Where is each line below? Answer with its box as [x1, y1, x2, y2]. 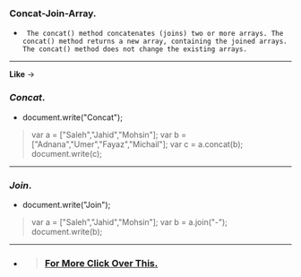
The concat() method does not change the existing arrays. [21, 45, 248, 54]
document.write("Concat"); [21, 111, 124, 123]
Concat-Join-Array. [9, 7, 97, 20]
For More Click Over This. [44, 256, 159, 269]
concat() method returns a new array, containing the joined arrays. [21, 37, 288, 47]
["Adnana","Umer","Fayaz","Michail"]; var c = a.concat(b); [30, 138, 244, 150]
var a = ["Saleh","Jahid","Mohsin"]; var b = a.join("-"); [30, 216, 228, 227]
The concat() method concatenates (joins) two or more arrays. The [26, 30, 284, 39]
